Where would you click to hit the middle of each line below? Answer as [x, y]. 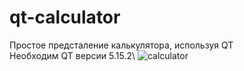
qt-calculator [65, 17]
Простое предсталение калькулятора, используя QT [121, 45]
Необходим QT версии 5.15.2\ [72, 55]
